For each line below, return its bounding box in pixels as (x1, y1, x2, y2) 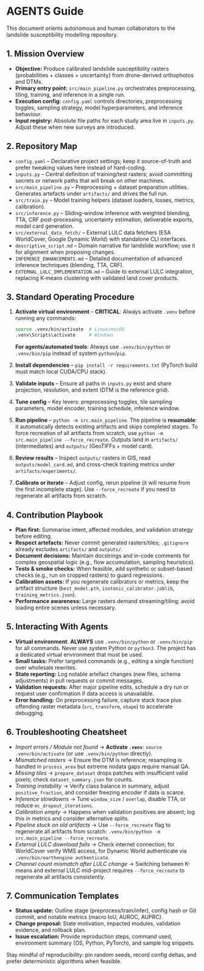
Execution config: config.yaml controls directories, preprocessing (15, 97, 182, 104)
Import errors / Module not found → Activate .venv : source (15, 743, 163, 750)
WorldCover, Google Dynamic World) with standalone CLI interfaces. (15, 235, 188, 243)
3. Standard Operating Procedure (6, 291, 135, 302)
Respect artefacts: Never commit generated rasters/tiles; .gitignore (15, 539, 189, 546)
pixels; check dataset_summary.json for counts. (15, 775, 133, 783)
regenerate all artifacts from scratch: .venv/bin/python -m (15, 827, 161, 835)
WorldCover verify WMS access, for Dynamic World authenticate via (15, 847, 187, 854)
